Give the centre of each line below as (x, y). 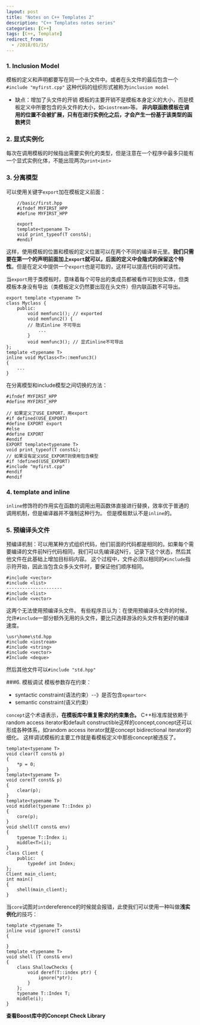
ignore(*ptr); (55, 978)
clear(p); (29, 791)
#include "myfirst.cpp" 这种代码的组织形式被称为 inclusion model (87, 87)
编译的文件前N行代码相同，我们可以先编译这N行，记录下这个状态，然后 (99, 552)
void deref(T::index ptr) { (62, 973)
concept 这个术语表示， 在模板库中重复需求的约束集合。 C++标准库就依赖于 (97, 715)
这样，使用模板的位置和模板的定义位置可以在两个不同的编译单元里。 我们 (95, 251)
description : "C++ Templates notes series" (61, 23)
